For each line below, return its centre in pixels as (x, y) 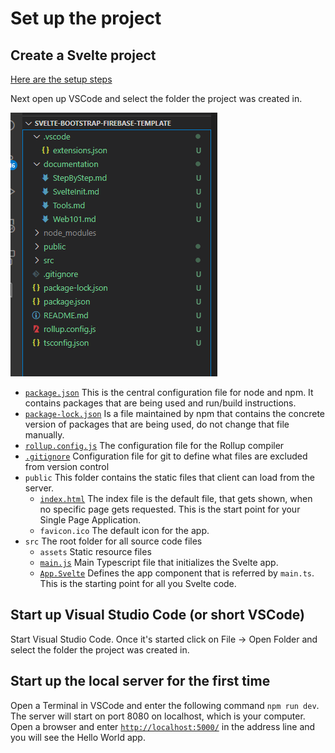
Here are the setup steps (61, 79)
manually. (44, 435)
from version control (67, 466)
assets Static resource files (95, 551)
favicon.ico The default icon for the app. (124, 530)
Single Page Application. (90, 520)
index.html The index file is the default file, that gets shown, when (176, 498)
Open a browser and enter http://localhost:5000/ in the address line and (163, 726)
